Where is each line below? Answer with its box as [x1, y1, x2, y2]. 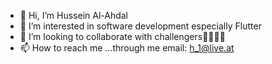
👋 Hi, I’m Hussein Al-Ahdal [19, 10, 129, 21]
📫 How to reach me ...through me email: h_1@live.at [19, 42, 235, 54]
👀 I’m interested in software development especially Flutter [19, 20, 262, 32]
